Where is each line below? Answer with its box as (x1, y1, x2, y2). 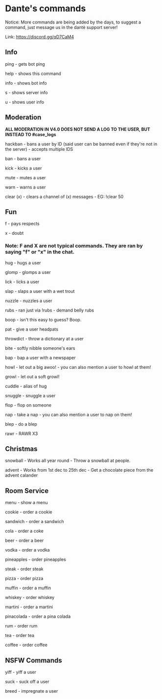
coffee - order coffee (5, 642, 47, 648)
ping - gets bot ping (5, 61, 45, 67)
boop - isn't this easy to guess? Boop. (5, 316, 82, 322)
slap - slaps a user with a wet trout (5, 288, 75, 294)
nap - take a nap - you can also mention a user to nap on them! (5, 411, 132, 417)
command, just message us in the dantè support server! (5, 24, 118, 30)
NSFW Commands (5, 656, 62, 664)
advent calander (5, 472, 38, 478)
